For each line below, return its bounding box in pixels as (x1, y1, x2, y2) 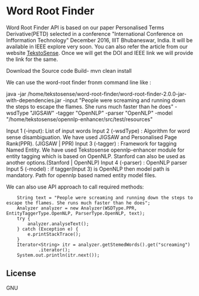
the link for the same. (6, 55, 58, 63)
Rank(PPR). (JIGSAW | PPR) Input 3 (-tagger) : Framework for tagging (6, 140, 177, 147)
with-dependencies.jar (6, 97, 62, 104)
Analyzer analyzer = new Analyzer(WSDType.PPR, (17, 205, 137, 211)
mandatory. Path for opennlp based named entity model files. (6, 171, 157, 178)
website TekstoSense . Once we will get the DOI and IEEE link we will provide (6, 49, 194, 56)
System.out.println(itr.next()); (17, 252, 100, 258)
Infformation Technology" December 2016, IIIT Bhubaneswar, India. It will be (6, 36, 193, 44)
